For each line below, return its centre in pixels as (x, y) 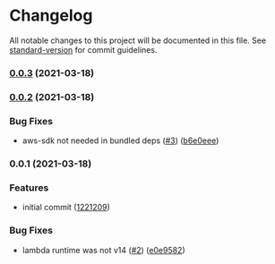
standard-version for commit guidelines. (83, 49)
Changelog (51, 16)
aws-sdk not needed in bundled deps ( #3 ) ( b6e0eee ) (120, 141)
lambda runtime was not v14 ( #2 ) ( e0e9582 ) (103, 250)
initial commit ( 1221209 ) (66, 208)
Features (29, 187)
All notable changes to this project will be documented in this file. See (138, 40)
